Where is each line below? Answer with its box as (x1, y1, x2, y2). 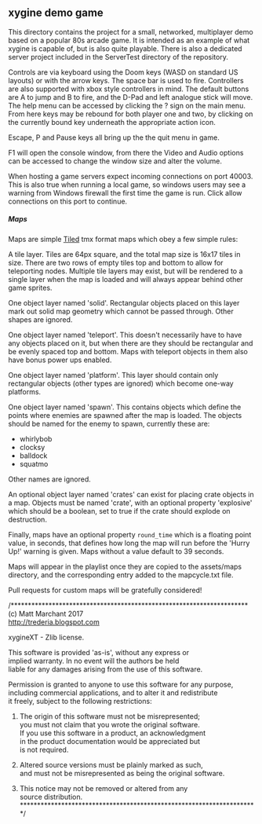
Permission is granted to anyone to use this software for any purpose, (8, 679, 234, 689)
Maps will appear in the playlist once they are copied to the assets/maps (8, 562, 242, 571)
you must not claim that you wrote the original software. (19, 720, 200, 729)
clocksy (19, 442, 45, 452)
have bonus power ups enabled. (8, 355, 112, 364)
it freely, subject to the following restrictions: (8, 696, 152, 705)
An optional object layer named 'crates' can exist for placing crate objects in (8, 489, 255, 499)
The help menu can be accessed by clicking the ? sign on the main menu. (8, 101, 246, 110)
